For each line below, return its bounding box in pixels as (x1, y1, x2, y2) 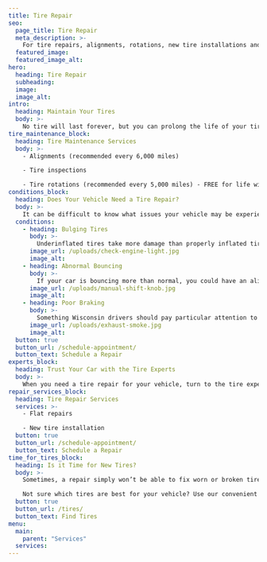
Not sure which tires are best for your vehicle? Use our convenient (22, 490, 258, 498)
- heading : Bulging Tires (22, 225, 109, 233)
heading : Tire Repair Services (15, 395, 119, 403)
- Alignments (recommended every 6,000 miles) (22, 152, 180, 160)
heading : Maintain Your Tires (15, 108, 115, 116)
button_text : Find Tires (15, 512, 98, 521)
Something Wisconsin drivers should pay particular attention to (37, 314, 258, 322)
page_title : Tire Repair (15, 26, 98, 34)
